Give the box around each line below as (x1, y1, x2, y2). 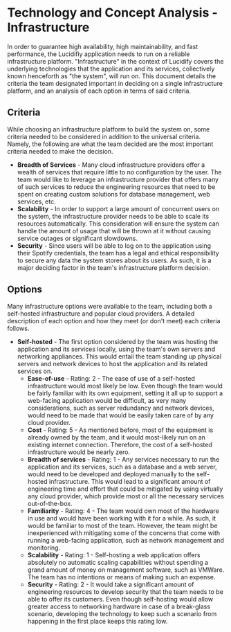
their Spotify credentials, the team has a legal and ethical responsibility (17, 249, 219, 257)
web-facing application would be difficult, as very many (27, 396, 187, 404)
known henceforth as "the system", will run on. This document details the (7, 71, 216, 80)
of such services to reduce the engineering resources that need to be (17, 182, 216, 191)
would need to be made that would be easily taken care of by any (27, 410, 214, 419)
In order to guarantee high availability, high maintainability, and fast (7, 42, 198, 51)
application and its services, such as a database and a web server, (27, 462, 217, 471)
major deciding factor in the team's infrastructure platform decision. (17, 263, 211, 271)
